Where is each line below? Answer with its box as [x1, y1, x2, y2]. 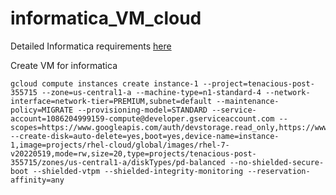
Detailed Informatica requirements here [10, 40, 172, 52]
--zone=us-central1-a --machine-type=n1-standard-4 [41, 87, 262, 97]
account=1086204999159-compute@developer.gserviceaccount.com [10, 113, 275, 124]
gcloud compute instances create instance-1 [10, 78, 199, 89]
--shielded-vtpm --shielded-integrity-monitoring [32, 166, 244, 176]
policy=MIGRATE [10, 105, 74, 115]
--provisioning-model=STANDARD [77, 105, 208, 115]
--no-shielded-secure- [229, 157, 325, 167]
